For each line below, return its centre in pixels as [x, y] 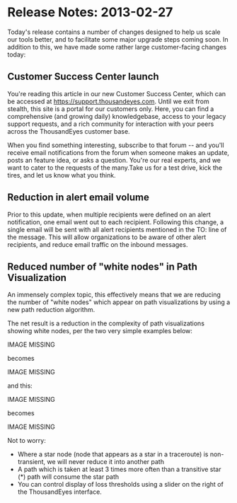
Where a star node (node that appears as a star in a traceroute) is [113, 454]
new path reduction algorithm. [51, 310]
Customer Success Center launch [83, 77]
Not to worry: [27, 441]
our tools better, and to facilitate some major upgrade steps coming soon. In [118, 39]
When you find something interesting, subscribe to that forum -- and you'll [116, 145]
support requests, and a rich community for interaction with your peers [111, 124]
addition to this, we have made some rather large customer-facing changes [117, 47]
